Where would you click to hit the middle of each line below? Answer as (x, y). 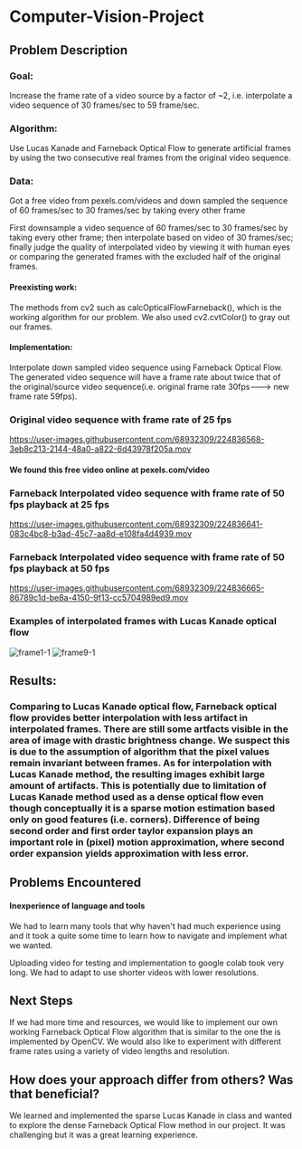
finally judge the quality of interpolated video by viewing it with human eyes (150, 247)
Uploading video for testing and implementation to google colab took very (147, 963)
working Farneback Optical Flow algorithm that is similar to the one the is (145, 1032)
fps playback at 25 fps (60, 504)
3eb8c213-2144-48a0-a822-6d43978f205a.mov (100, 449)
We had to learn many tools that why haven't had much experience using (145, 926)
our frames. (31, 327)
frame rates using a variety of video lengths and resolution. (120, 1051)
